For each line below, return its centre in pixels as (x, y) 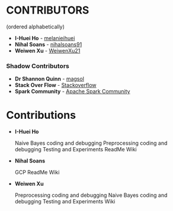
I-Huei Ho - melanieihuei (45, 38)
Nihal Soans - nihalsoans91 (48, 44)
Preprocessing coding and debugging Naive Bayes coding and (91, 195)
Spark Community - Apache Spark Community (72, 92)
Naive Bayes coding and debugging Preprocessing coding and (91, 143)
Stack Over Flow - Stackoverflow (55, 85)
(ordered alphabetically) (36, 27)
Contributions (41, 115)
